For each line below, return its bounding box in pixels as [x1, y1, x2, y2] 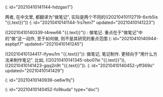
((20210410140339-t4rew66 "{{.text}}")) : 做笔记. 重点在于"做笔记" [5, 30, 139, 35]
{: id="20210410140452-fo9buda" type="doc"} [5, 87, 100, 92]
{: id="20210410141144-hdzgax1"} [5, 4, 73, 10]
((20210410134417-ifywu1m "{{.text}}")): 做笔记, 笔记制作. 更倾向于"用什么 [5, 51, 153, 57]
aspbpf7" [5, 41, 24, 47]
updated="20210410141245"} [24, 41, 84, 47]
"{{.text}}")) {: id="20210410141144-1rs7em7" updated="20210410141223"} [5, 19, 155, 25]
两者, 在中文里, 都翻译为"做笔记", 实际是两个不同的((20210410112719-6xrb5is [5, 14, 158, 20]
